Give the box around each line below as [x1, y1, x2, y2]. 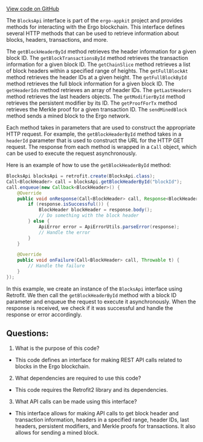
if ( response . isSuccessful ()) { [28, 201, 110, 208]
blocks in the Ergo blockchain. [14, 363, 91, 370]
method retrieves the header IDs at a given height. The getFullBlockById [6, 74, 187, 81]
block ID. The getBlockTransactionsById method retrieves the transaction [6, 54, 188, 61]
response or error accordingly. [6, 311, 83, 318]
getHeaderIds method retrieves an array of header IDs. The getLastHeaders [6, 87, 192, 93]
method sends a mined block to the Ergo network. [6, 112, 131, 119]
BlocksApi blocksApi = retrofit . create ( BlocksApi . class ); [6, 173, 155, 179]
